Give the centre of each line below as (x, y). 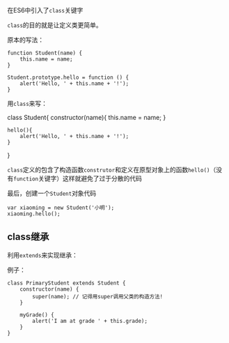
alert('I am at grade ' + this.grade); (90, 321)
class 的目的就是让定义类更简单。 (55, 25)
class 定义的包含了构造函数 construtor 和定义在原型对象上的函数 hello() (109, 170)
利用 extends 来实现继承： (43, 255)
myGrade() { (37, 315)
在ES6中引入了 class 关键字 (45, 10)
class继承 (28, 237)
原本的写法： (25, 40)
